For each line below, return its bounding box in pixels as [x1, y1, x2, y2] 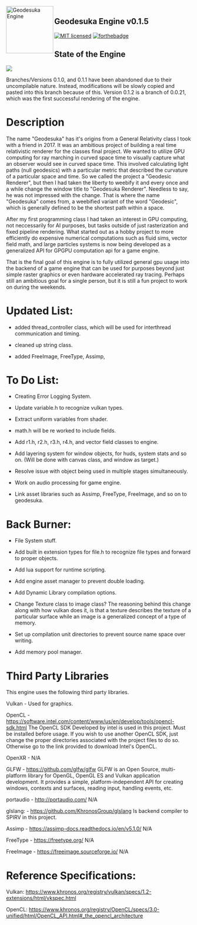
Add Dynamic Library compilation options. [14, 589, 117, 596]
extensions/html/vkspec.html [6, 894, 76, 902]
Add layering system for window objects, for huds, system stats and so [14, 450, 187, 457]
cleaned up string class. [14, 341, 73, 348]
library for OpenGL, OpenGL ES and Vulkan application [27, 772, 161, 779]
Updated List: [6, 304, 74, 318]
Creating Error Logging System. [14, 393, 92, 400]
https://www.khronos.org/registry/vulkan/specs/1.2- [25, 888, 152, 895]
